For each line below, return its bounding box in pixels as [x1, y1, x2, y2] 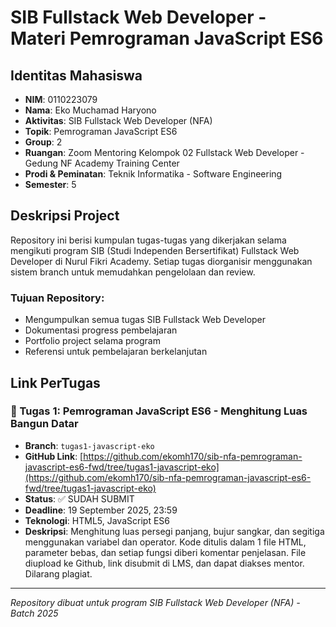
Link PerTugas [10, 374, 101, 391]
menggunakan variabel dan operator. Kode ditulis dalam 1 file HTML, [24, 536, 307, 548]
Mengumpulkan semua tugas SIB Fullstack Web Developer [24, 314, 267, 326]
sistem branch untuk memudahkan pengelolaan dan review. [10, 266, 256, 278]
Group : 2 [24, 136, 63, 148]
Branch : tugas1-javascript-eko [24, 439, 155, 451]
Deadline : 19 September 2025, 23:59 [24, 504, 178, 516]
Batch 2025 [10, 607, 59, 619]
